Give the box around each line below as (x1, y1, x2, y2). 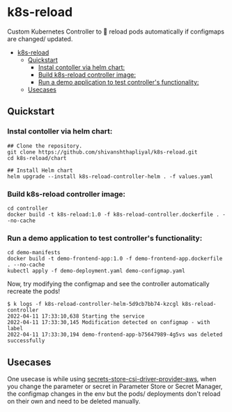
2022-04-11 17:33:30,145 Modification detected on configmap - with (7, 319, 210, 326)
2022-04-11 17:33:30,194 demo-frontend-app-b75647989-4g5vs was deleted (7, 331, 223, 339)
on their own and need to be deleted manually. (7, 397, 141, 406)
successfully (7, 337, 45, 344)
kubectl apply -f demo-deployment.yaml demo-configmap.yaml (7, 267, 186, 274)
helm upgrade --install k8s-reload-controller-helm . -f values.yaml (7, 172, 214, 180)
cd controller (7, 205, 49, 212)
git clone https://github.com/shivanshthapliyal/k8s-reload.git (7, 148, 198, 156)
